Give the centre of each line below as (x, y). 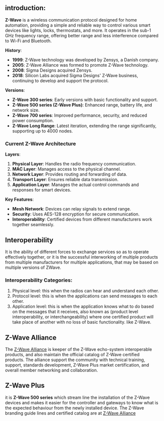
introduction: (25, 8)
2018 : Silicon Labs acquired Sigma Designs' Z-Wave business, (75, 75)
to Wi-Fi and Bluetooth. (28, 41)
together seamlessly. (33, 225)
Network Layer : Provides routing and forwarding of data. (70, 174)
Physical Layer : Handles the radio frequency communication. (74, 164)
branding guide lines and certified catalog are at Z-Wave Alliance (70, 413)
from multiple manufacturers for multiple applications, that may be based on (82, 262)
